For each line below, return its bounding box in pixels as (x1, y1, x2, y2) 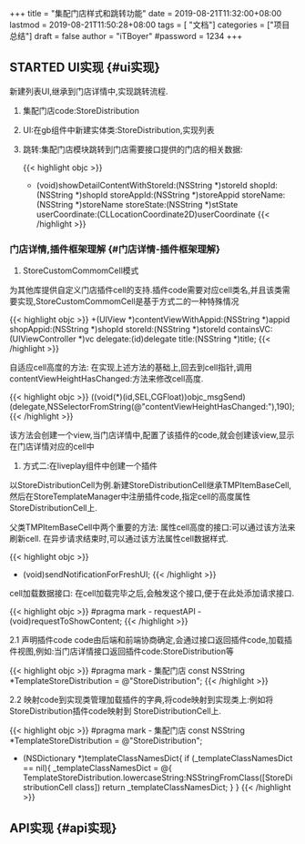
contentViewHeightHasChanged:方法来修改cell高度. (9, 373, 204, 384)
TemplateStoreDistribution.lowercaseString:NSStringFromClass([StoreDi (22, 772, 293, 783)
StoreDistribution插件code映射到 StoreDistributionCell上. (9, 706, 221, 717)
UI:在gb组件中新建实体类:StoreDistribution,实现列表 (22, 124, 216, 135)
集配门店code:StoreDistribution (22, 105, 139, 116)
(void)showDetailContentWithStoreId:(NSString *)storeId (36, 179, 248, 190)
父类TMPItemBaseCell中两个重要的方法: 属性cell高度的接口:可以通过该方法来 (9, 522, 296, 533)
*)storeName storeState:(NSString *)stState (75, 198, 239, 209)
